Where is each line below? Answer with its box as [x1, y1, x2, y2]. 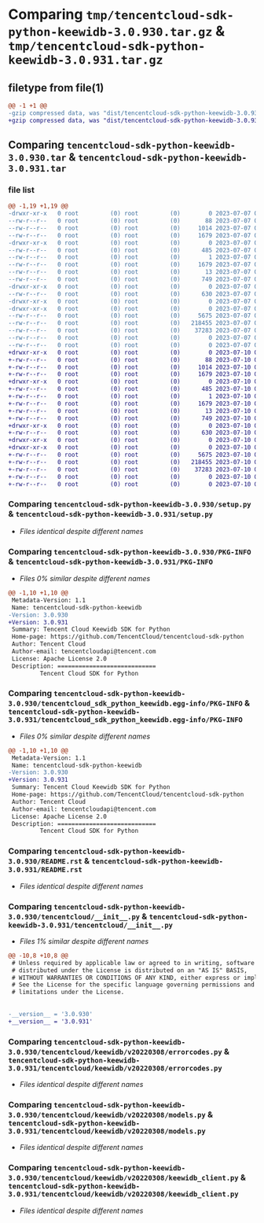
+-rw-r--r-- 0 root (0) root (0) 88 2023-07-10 [8, 355, 251, 363]
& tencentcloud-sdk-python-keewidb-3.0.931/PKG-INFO [8, 556, 214, 567]
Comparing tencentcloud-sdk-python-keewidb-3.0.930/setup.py [8, 499, 251, 510]
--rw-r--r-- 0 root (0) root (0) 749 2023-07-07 [8, 275, 251, 284]
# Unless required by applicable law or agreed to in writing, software [11, 959, 255, 967]
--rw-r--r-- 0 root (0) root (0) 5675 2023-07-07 [8, 312, 251, 320]
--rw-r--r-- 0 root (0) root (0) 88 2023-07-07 [8, 217, 251, 225]
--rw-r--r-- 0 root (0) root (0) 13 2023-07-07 [8, 268, 251, 276]
